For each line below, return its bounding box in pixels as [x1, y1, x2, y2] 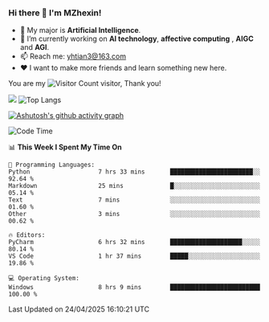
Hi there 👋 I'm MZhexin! [8, 7, 102, 18]
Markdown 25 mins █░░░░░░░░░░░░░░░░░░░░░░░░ [8, 182, 261, 190]
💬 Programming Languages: [8, 161, 95, 169]
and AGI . [19, 43, 50, 52]
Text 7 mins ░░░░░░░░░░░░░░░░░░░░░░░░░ [8, 196, 261, 204]
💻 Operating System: [8, 275, 80, 283]
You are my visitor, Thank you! [8, 79, 162, 88]
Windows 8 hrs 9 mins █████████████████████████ [8, 283, 261, 291]
